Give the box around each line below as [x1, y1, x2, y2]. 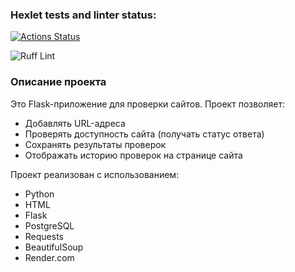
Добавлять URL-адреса [24, 117, 126, 129]
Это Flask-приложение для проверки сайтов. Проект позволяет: [10, 98, 286, 110]
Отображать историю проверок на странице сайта [24, 149, 243, 161]
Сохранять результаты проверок [24, 138, 167, 150]
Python [24, 188, 55, 200]
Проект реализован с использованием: [10, 168, 180, 180]
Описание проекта [10, 75, 107, 89]
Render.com [24, 251, 75, 263]
